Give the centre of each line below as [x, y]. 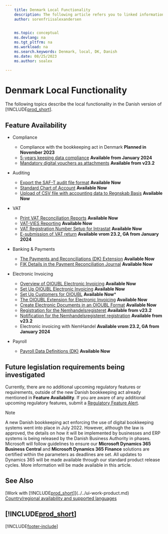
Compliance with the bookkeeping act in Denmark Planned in [83, 147]
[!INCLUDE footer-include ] [32, 526]
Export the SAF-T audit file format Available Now [70, 183]
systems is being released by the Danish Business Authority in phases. [78, 438]
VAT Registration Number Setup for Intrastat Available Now [81, 229]
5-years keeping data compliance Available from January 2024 [86, 158]
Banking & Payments [33, 249]
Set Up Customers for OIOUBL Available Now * [68, 294]
